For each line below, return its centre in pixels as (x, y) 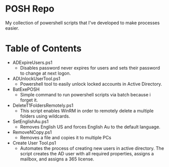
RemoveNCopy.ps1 (32, 132)
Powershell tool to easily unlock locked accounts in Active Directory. (91, 84)
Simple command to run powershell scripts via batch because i (85, 94)
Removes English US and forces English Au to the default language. (90, 127)
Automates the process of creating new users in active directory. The (92, 148)
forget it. (29, 100)
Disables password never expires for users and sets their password (90, 68)
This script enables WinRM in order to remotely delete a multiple (87, 110)
